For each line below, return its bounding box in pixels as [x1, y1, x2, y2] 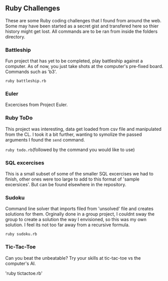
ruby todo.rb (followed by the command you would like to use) [5, 147, 135, 153]
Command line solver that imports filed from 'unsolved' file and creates [5, 205, 154, 212]
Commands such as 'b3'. [5, 68, 57, 75]
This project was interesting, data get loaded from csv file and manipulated [5, 126, 162, 132]
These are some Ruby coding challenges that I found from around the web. [5, 17, 162, 23]
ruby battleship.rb [5, 79, 47, 84]
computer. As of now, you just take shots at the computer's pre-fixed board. [5, 63, 163, 69]
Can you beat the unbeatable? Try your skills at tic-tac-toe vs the [5, 255, 141, 261]
